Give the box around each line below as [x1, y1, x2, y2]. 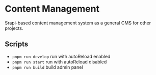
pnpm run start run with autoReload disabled [12, 59, 107, 65]
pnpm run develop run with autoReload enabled [12, 53, 111, 59]
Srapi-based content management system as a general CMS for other [5, 20, 151, 26]
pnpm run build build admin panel [12, 64, 83, 70]
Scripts [5, 40, 29, 49]
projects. [5, 25, 23, 31]
